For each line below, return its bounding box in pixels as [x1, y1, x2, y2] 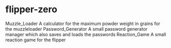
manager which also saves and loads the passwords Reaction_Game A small [5, 31, 166, 37]
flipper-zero [5, 4, 57, 15]
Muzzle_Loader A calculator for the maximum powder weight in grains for [5, 20, 160, 27]
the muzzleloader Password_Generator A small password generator [5, 26, 147, 32]
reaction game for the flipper [5, 37, 66, 43]
